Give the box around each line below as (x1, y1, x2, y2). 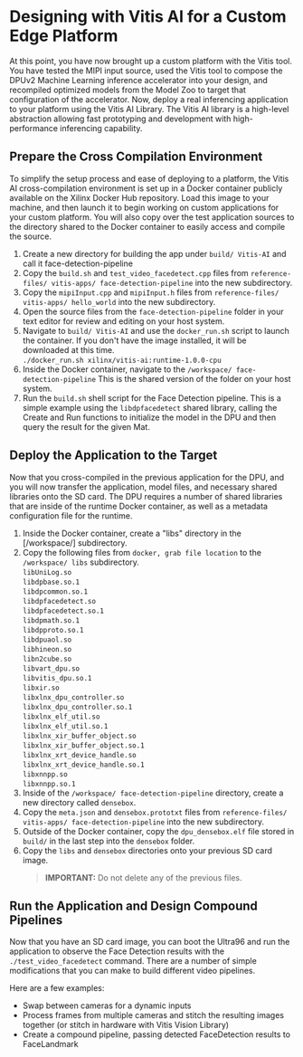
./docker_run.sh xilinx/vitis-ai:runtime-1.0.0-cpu (22, 356, 222, 365)
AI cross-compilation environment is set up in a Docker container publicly (9, 183, 283, 194)
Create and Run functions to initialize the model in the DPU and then (22, 412, 277, 423)
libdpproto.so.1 (22, 625, 84, 634)
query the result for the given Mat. (22, 421, 151, 432)
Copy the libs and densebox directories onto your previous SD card (22, 844, 273, 856)
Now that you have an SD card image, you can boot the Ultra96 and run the (9, 937, 290, 947)
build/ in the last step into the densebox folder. (22, 835, 195, 846)
